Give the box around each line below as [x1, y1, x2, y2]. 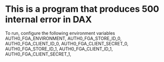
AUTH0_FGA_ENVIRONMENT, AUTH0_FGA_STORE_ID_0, [5, 35, 122, 41]
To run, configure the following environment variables [5, 30, 116, 36]
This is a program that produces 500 [5, 3, 160, 15]
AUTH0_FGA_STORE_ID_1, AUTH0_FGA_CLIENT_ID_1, [5, 46, 113, 52]
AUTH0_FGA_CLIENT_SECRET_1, [5, 51, 71, 57]
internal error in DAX [5, 14, 92, 25]
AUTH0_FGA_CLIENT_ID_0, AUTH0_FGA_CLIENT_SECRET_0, [5, 40, 129, 46]
